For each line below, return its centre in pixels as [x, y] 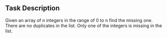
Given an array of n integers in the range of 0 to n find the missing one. [79, 20]
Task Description [33, 8]
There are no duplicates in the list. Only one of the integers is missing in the [84, 25]
